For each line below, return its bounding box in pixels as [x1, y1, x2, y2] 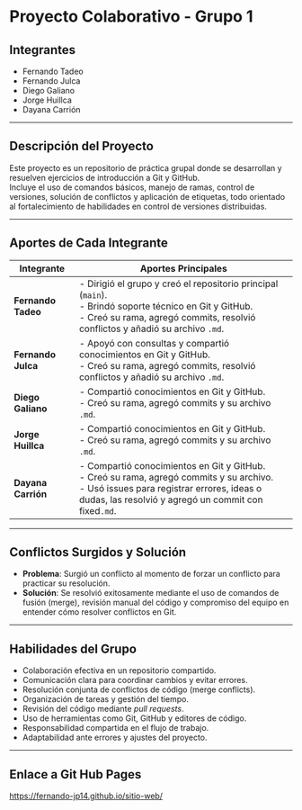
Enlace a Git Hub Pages [9, 767, 142, 782]
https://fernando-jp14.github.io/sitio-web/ [9, 790, 164, 802]
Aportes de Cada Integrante [9, 236, 169, 251]
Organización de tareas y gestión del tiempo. [22, 694, 189, 705]
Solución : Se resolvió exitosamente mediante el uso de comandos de [22, 588, 280, 598]
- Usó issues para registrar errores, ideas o [79, 481, 262, 494]
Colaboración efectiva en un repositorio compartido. [22, 665, 217, 676]
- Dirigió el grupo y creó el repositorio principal [79, 277, 279, 290]
